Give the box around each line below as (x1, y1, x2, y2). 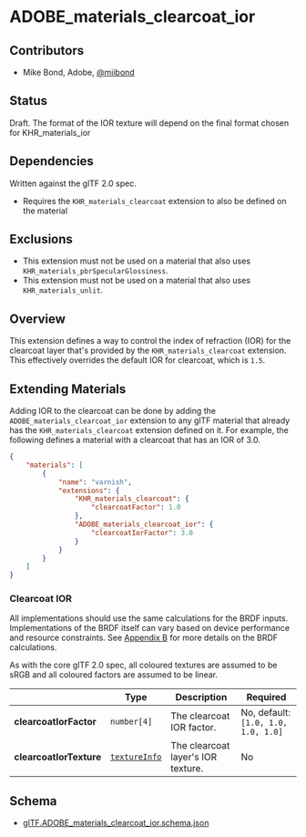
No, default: (240, 707, 291, 719)
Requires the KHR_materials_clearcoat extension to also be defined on (22, 195, 287, 206)
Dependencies (9, 153, 94, 170)
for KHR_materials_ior (9, 127, 91, 138)
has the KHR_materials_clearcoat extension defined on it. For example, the (9, 425, 289, 436)
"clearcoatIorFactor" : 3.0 (90, 528, 194, 537)
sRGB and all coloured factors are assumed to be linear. (9, 669, 219, 680)
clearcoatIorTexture (14, 750, 102, 763)
